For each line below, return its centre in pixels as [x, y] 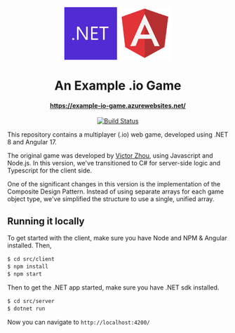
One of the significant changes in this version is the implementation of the [114, 184]
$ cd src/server [31, 301]
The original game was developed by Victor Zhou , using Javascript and [110, 156]
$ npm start [25, 274]
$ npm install [28, 267]
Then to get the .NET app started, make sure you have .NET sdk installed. [113, 287]
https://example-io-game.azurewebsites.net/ [118, 105]
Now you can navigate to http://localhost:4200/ [79, 322]
